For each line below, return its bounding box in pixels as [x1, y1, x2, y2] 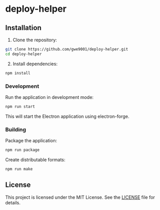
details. [5, 199, 21, 205]
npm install [5, 70, 30, 75]
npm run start [5, 104, 36, 109]
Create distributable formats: [5, 156, 66, 163]
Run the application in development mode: [5, 94, 94, 100]
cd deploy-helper [5, 51, 42, 57]
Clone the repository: [12, 37, 57, 43]
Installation [5, 23, 42, 32]
